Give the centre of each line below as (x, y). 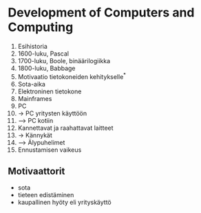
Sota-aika (31, 84)
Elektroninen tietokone (50, 91)
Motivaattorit (36, 171)
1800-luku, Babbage (46, 68)
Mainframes (35, 98)
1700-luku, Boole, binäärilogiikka (64, 60)
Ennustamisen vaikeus (50, 150)
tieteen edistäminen (46, 195)
